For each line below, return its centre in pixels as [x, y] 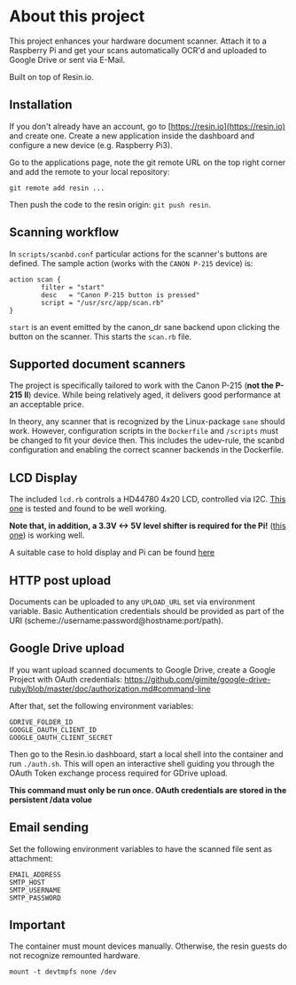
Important [37, 925]
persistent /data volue [51, 800]
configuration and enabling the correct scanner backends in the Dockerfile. [147, 450]
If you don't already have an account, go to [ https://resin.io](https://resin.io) [147, 126]
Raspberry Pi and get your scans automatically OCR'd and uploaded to [138, 50]
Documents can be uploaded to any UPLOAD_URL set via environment [132, 602]
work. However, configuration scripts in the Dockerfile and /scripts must [144, 431]
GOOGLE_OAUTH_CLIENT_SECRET [61, 737]
